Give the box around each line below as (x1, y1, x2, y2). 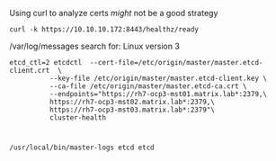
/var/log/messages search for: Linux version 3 (9, 40, 180, 51)
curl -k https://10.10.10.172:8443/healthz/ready (9, 25, 200, 34)
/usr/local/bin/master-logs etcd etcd (9, 143, 155, 152)
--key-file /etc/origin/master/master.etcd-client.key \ (49, 74, 268, 83)
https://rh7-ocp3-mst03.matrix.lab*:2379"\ (49, 105, 216, 114)
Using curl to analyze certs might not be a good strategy (9, 8, 218, 18)
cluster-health (49, 113, 106, 122)
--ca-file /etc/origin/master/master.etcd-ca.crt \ (49, 82, 247, 91)
